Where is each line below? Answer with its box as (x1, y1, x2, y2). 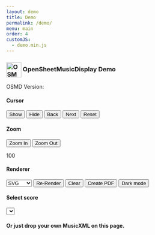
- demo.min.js (11, 43, 47, 49)
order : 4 (6, 31, 28, 37)
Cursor (6, 97, 24, 104)
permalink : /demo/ (6, 20, 52, 26)
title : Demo (6, 14, 36, 20)
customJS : (6, 37, 31, 43)
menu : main (6, 25, 34, 32)
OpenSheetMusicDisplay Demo (22, 65, 116, 74)
